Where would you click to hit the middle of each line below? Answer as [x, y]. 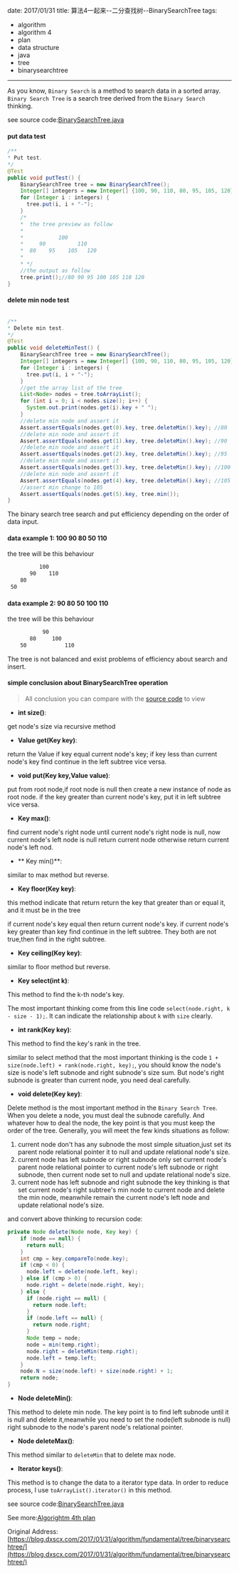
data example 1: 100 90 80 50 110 [57, 538]
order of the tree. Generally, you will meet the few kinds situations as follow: [118, 1131]
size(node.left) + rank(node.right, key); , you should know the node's [115, 1065]
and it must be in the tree [44, 910]
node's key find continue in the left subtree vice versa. [87, 762]
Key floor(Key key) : [47, 889]
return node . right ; [62, 1325]
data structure [38, 47]
